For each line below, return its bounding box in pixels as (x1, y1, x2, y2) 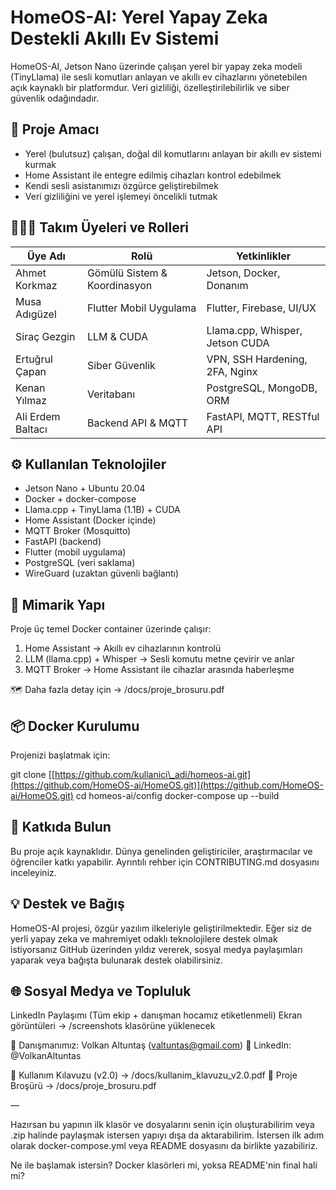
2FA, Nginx (206, 364, 258, 378)
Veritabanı (86, 387, 136, 401)
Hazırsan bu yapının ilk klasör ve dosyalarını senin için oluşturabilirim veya (10, 1119, 315, 1131)
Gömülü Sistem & (86, 266, 168, 280)
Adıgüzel (15, 307, 57, 321)
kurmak (24, 158, 57, 170)
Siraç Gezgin (15, 329, 76, 343)
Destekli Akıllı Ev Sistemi (10, 27, 220, 50)
